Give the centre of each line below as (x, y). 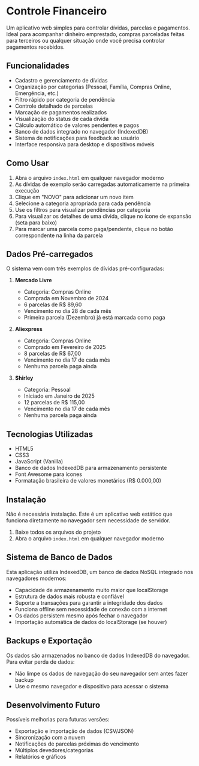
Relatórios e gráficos (40, 757)
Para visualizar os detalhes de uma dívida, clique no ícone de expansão (103, 216)
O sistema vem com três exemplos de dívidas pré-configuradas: (85, 268)
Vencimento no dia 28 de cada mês (68, 311)
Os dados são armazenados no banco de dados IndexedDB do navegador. (98, 655)
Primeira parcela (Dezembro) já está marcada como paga (94, 318)
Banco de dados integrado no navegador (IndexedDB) (82, 131)
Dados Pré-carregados (50, 254)
